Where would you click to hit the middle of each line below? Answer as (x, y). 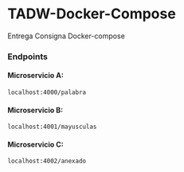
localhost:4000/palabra (47, 92)
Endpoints (28, 57)
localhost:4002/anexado (47, 161)
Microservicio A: (36, 76)
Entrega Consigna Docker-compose (66, 36)
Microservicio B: (35, 110)
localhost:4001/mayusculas (52, 127)
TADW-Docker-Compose (92, 14)
